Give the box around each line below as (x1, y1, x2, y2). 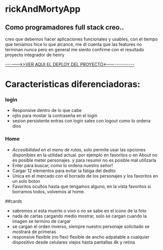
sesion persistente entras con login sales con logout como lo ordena (12, 118, 151, 124)
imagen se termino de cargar (12, 218, 71, 224)
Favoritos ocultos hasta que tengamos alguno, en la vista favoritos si (12, 183, 151, 189)
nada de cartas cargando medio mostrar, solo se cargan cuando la (12, 213, 147, 219)
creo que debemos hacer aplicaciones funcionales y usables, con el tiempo (5, 36, 158, 42)
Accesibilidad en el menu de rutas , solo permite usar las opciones (12, 146, 146, 152)
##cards (5, 198, 22, 204)
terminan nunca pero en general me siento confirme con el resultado (5, 47, 144, 52)
